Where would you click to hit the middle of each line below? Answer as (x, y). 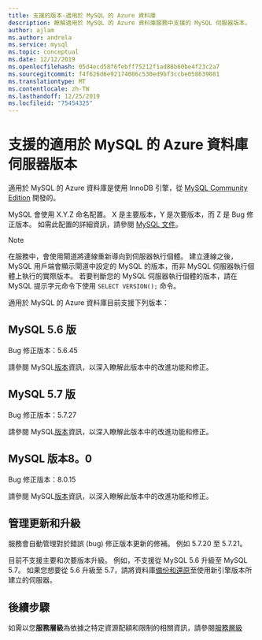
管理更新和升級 (44, 523)
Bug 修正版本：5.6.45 (43, 350)
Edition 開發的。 (34, 198)
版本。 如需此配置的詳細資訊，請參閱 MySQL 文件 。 (98, 225)
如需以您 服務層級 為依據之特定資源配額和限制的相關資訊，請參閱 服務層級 (125, 628)
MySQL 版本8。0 (50, 459)
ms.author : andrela (40, 37)
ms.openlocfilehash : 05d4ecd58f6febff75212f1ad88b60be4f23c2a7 (114, 67)
